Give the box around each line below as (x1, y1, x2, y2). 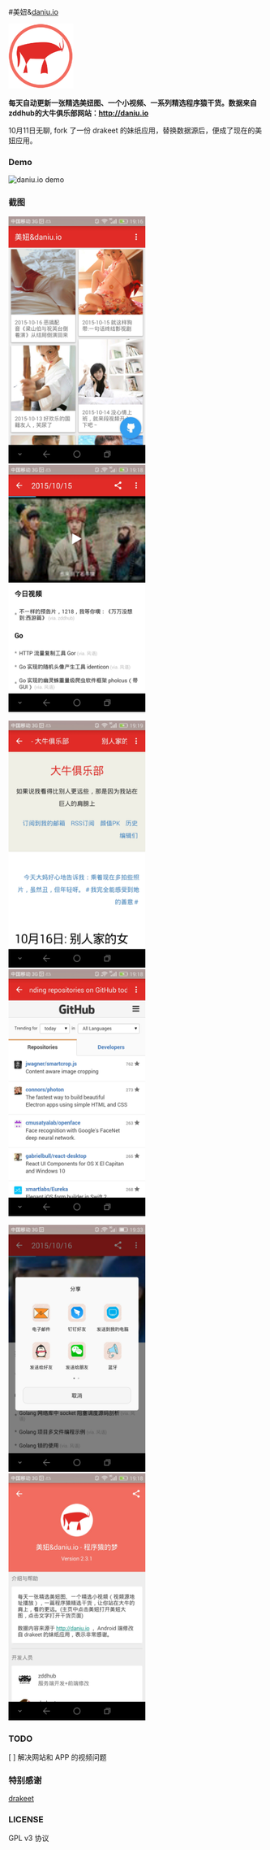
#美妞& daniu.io (8, 7, 59, 16)
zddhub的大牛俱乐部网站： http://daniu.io (8, 108, 149, 118)
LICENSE (8, 1814, 45, 1826)
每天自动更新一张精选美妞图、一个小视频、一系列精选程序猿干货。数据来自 (8, 98, 257, 107)
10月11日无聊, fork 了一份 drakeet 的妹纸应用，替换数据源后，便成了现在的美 (8, 125, 263, 135)
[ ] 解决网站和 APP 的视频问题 (8, 1752, 107, 1762)
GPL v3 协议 (8, 1833, 49, 1843)
